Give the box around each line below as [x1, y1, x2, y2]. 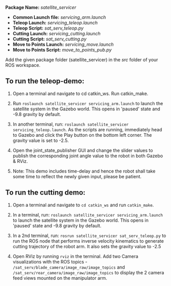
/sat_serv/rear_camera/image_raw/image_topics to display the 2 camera [12, 269, 164, 275]
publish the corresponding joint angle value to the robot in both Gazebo [12, 153, 163, 159]
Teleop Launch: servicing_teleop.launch [12, 20, 98, 26]
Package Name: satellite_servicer [5, 5, 77, 10]
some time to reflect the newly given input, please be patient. [12, 173, 142, 179]
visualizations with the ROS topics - [12, 258, 88, 265]
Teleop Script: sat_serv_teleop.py [12, 25, 84, 31]
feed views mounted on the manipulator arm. [12, 275, 107, 281]
